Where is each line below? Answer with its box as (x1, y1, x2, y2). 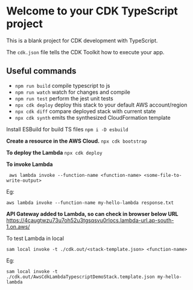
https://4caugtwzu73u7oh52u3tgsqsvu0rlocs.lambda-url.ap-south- (6, 217, 174, 224)
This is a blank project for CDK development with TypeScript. (6, 37, 158, 44)
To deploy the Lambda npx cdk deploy (6, 149, 103, 156)
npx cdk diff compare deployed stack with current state (14, 107, 156, 115)
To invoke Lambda (6, 161, 53, 168)
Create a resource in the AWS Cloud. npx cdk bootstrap (6, 137, 147, 144)
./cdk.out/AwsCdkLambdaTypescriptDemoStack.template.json (6, 274, 155, 280)
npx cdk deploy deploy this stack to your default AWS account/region (14, 101, 188, 108)
